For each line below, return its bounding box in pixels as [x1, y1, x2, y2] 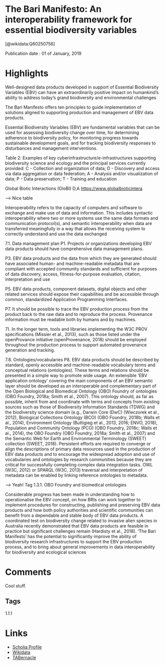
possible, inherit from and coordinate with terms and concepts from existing [5, 399, 160, 404]
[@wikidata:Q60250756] [5, 41, 55, 46]
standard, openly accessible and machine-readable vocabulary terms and [5, 362, 156, 368]
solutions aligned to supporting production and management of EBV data [5, 109, 154, 115]
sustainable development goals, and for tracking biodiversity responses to [5, 140, 156, 146]
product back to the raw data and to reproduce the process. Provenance [5, 311, 153, 317]
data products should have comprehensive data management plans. [5, 246, 144, 252]
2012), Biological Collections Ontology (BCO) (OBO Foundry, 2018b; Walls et [5, 414, 160, 420]
